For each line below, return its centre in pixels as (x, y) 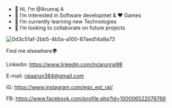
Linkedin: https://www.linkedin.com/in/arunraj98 (65, 64)
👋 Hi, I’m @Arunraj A (39, 9)
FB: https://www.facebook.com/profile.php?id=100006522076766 (86, 99)
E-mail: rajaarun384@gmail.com (45, 76)
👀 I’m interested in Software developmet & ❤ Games (78, 15)
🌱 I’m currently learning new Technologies (65, 21)
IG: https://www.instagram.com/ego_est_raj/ (60, 87)
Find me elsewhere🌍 (32, 51)
